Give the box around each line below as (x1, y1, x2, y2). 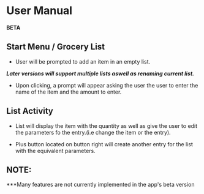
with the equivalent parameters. (15, 147, 96, 154)
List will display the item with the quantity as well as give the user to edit (15, 122, 198, 129)
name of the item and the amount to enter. (15, 88, 122, 95)
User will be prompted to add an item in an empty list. (15, 58, 151, 65)
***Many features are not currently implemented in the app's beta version (6, 181, 195, 188)
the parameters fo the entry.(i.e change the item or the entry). (15, 129, 171, 136)
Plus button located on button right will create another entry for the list (15, 140, 193, 147)
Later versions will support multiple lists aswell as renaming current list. (6, 70, 195, 77)
